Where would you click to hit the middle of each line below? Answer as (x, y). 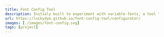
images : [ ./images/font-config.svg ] (42, 23)
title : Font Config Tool (30, 9)
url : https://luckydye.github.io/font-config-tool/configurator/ (73, 18)
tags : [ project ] (21, 27)
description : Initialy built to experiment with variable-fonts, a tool (81, 14)
